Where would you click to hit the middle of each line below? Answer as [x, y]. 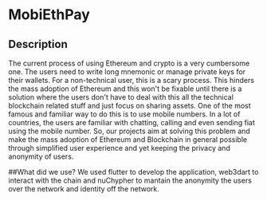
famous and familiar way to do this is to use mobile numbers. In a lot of [124, 114]
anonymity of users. [41, 156]
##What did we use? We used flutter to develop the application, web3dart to [133, 172]
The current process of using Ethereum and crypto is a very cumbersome [129, 63]
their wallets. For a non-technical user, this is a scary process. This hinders [132, 80]
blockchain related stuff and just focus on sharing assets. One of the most [130, 106]
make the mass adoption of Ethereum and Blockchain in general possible [128, 140]
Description [38, 44]
